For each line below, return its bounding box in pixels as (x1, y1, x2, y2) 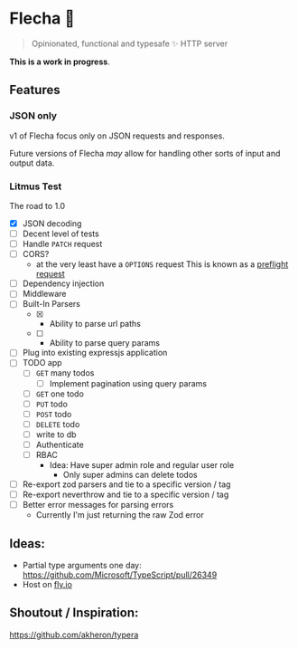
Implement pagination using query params (49, 377, 208, 388)
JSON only (9, 110, 57, 122)
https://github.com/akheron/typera (9, 629, 139, 640)
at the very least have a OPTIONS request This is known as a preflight (35, 259, 289, 270)
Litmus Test (9, 180, 62, 193)
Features (9, 82, 61, 98)
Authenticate (35, 439, 84, 450)
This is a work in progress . (9, 56, 110, 67)
